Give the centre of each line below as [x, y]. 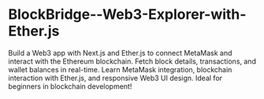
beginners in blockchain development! [70, 86]
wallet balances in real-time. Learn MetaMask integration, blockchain [120, 69]
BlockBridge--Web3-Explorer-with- [127, 15]
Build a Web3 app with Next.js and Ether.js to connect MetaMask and [120, 53]
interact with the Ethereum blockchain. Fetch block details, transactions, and [132, 61]
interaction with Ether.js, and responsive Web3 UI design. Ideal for [115, 78]
